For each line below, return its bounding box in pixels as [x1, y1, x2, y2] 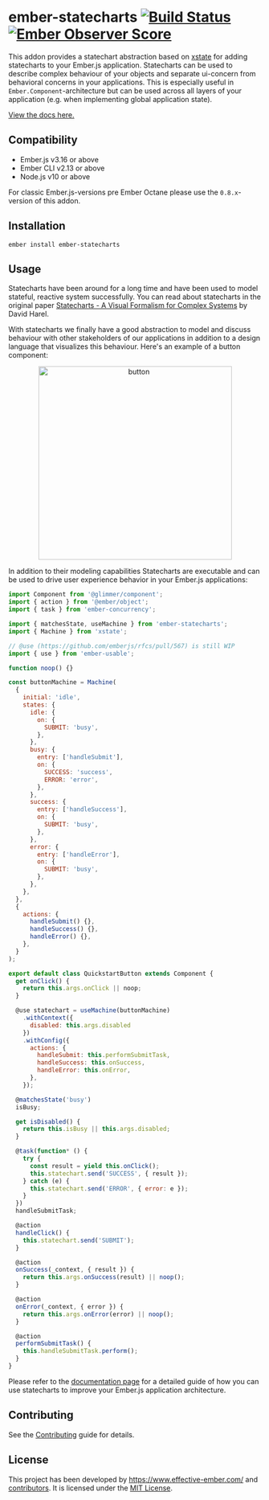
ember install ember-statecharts [8, 240, 120, 248]
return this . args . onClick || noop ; [22, 985, 142, 993]
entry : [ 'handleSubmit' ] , [37, 753, 124, 761]
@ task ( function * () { [15, 1147, 88, 1155]
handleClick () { [15, 1228, 70, 1237]
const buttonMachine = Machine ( [8, 678, 116, 686]
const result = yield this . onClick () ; [29, 1162, 160, 1170]
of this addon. [35, 195, 81, 205]
